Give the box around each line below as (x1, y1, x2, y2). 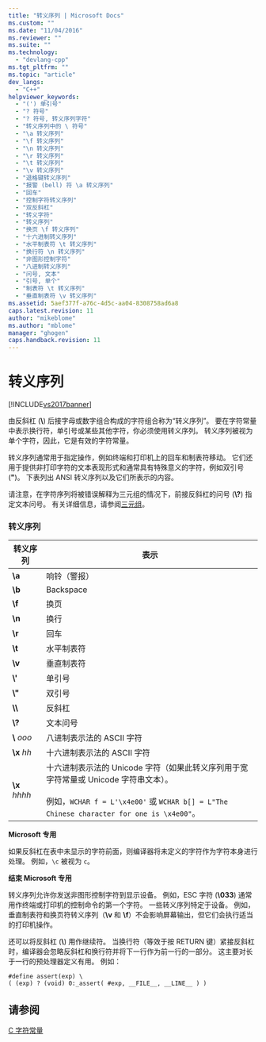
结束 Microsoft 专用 (8, 874, 73, 883)
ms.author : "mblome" (8, 321, 77, 329)
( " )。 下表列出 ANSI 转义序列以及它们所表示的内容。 (8, 473, 178, 483)
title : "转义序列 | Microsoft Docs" (8, 11, 124, 20)
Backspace (46, 584, 88, 595)
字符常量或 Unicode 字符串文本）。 (46, 775, 173, 786)
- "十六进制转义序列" (15, 233, 78, 241)
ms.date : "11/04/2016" (8, 26, 83, 34)
